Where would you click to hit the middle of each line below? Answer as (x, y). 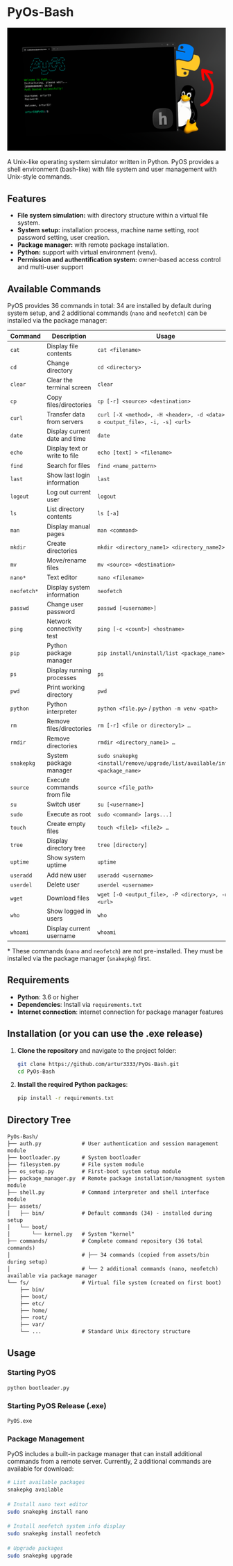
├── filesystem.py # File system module (76, 1165)
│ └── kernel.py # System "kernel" (71, 1234)
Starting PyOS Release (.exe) (57, 1405)
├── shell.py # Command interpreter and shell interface (108, 1193)
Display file (62, 346)
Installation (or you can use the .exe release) (105, 1034)
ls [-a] (109, 513)
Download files (68, 898)
